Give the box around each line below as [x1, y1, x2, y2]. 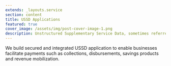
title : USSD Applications [5, 17, 60, 22]
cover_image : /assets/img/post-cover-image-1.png [5, 26, 113, 31]
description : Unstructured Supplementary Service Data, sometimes [5, 31, 149, 36]
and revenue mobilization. [5, 56, 60, 61]
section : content [5, 12, 42, 17]
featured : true [5, 21, 38, 27]
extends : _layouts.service [5, 7, 63, 13]
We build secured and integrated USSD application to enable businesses [5, 45, 157, 51]
